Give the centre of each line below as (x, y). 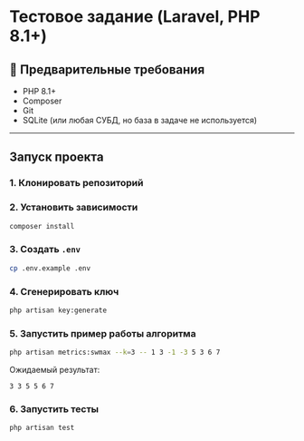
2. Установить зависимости (74, 208)
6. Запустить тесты (54, 408)
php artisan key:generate (58, 310)
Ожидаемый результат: (55, 370)
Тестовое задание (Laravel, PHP (135, 17)
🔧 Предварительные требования (107, 69)
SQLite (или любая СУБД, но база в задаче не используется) (140, 120)
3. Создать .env (45, 250)
